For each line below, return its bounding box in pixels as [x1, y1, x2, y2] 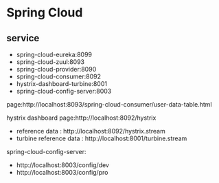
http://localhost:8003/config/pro [16, 169, 108, 176]
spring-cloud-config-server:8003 [16, 87, 112, 95]
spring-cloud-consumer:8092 [16, 72, 101, 80]
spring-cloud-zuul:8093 [16, 58, 85, 66]
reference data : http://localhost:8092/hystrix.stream [16, 127, 165, 135]
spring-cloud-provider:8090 [16, 65, 97, 73]
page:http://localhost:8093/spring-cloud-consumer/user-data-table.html [6, 100, 212, 108]
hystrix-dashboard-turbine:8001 [16, 80, 108, 87]
